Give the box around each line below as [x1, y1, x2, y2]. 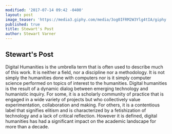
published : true [5, 21, 40, 27]
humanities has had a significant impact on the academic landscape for [5, 118, 157, 124]
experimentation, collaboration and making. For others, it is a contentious [5, 102, 160, 108]
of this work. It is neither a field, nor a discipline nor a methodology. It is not [5, 69, 165, 75]
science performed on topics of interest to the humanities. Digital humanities [5, 80, 167, 86]
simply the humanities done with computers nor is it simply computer [5, 75, 151, 81]
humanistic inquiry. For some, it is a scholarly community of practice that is [5, 91, 164, 97]
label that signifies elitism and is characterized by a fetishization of [5, 107, 146, 113]
